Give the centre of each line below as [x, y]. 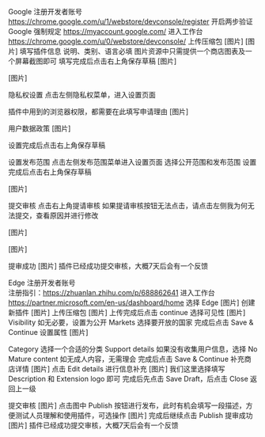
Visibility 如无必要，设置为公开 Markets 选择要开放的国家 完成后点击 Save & [131, 322]
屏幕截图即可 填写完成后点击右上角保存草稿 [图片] [96, 61]
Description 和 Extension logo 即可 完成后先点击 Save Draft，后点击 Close [129, 379]
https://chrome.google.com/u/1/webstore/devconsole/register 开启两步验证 [131, 21]
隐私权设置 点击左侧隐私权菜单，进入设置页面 [82, 95]
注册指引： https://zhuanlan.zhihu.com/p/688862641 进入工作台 [112, 293]
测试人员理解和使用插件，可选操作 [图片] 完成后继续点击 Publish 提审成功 [134, 415]
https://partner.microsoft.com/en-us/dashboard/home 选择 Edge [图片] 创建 [132, 302]
